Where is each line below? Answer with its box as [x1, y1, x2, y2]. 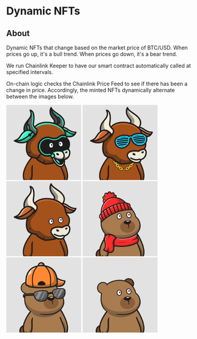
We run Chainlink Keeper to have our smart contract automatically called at [6, 62, 192, 69]
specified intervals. [6, 69, 53, 76]
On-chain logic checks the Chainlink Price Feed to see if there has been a [6, 80, 187, 87]
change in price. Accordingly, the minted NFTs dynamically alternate [6, 87, 175, 94]
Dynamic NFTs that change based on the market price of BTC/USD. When [6, 44, 188, 51]
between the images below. [6, 93, 74, 100]
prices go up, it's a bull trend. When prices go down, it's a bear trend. [6, 50, 178, 58]
